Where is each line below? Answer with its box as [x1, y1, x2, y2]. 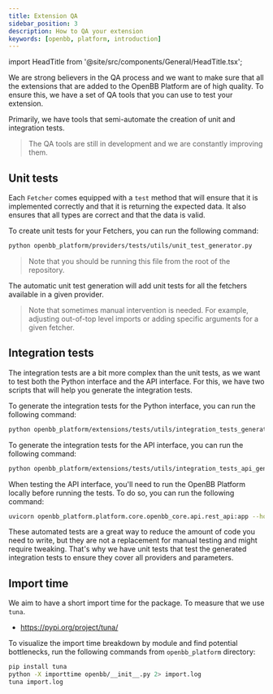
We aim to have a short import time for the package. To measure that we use [8, 598, 265, 608]
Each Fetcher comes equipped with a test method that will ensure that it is [8, 193, 258, 203]
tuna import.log [8, 678, 63, 686]
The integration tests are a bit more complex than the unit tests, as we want [8, 367, 261, 377]
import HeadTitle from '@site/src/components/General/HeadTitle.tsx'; [8, 57, 243, 67]
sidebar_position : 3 [8, 20, 79, 28]
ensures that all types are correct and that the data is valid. [8, 210, 206, 220]
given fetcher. [28, 323, 75, 332]
